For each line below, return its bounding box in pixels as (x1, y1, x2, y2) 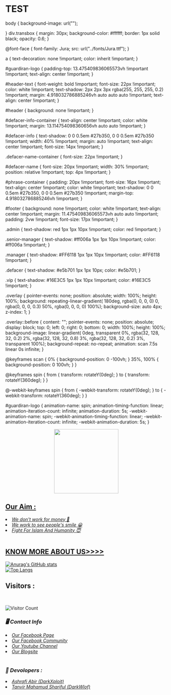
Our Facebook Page (12, 632, 54, 638)
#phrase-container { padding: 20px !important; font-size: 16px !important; (5, 179, 161, 185)
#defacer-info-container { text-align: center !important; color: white (5, 117, 148, 123)
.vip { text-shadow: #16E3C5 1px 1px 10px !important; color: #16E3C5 (5, 277, 151, 283)
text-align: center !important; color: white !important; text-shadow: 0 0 (5, 184, 154, 190)
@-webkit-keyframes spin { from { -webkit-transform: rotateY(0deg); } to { (5, 387, 163, 393)
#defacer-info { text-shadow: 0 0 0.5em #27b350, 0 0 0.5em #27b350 (5, 132, 155, 139)
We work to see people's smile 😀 (12, 522, 83, 528)
